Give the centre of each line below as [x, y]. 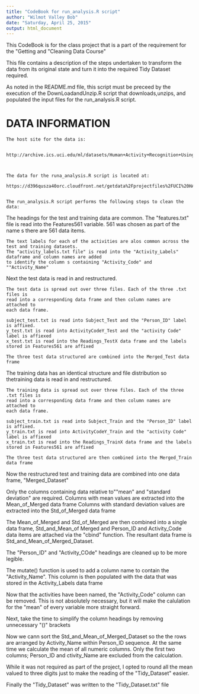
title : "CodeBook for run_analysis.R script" [63, 12]
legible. [15, 559]
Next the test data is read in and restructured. [62, 278]
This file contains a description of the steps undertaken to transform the [94, 63]
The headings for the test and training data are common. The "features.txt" [98, 218]
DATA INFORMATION [58, 124]
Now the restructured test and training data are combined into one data [93, 474]
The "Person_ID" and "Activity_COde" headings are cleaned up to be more [97, 553]
